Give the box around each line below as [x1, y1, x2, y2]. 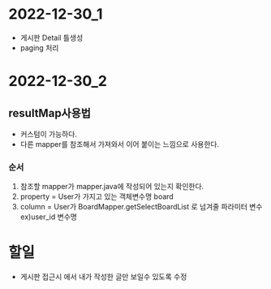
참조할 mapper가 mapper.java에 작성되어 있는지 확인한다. [19, 182, 204, 192]
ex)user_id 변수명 [19, 212, 77, 222]
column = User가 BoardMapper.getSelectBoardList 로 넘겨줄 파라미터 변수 [19, 202, 263, 212]
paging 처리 [19, 42, 59, 53]
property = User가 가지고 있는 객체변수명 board [19, 192, 174, 201]
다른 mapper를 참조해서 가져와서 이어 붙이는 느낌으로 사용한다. [19, 139, 220, 149]
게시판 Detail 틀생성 [19, 32, 84, 42]
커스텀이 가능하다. [19, 129, 77, 139]
